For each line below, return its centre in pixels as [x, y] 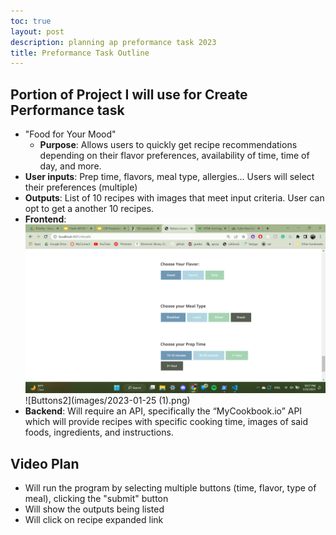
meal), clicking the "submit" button [96, 498]
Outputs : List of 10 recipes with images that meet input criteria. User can [174, 198]
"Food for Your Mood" [70, 134]
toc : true [31, 21]
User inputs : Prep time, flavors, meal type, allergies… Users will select [169, 177]
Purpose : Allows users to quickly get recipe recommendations [168, 145]
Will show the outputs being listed [94, 509]
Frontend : [45, 219]
